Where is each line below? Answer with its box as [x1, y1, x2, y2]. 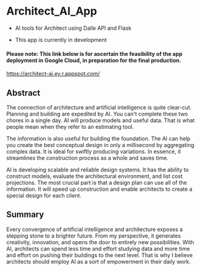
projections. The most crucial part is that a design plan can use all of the [6, 179, 187, 186]
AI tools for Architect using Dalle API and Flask [15, 24, 132, 32]
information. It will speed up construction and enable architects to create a [6, 185, 192, 193]
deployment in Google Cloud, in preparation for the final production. [6, 57, 182, 64]
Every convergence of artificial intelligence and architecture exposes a [6, 225, 183, 233]
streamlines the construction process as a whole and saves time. [6, 154, 169, 162]
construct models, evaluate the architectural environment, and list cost [6, 172, 183, 180]
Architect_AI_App [6, 4, 97, 18]
